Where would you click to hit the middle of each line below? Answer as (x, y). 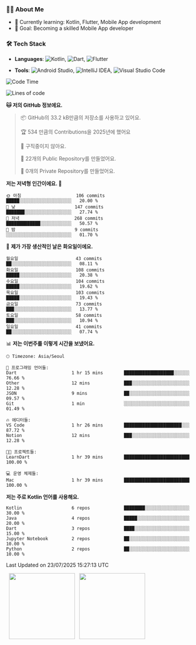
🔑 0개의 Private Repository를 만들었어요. (68, 171)
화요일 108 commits (56, 270)
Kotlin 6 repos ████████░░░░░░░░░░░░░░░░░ (98, 508)
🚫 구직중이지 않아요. (43, 146)
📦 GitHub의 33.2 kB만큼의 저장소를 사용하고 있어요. (81, 117)
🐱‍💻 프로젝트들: (21, 452)
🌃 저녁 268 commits (55, 218)
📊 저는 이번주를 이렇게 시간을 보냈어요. (51, 343)
